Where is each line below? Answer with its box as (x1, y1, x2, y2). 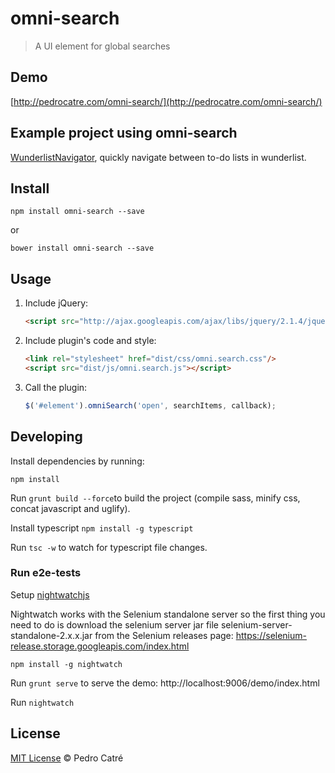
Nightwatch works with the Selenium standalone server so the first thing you (10, 608, 326, 620)
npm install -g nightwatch (10, 659, 123, 669)
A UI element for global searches (34, 40, 171, 52)
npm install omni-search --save (10, 207, 145, 217)
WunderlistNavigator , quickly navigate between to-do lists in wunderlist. (10, 151, 307, 163)
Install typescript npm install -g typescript (10, 522, 194, 534)
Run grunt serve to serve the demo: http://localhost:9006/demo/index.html (10, 677, 320, 689)
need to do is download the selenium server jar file (10, 618, 220, 631)
